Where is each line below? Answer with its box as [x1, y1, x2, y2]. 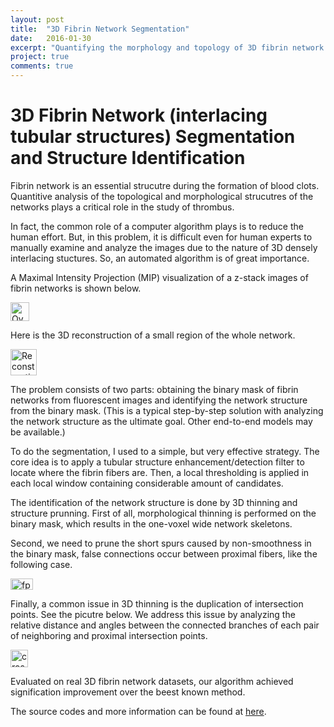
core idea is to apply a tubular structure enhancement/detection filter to [10, 456, 305, 468]
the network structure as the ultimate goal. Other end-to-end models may [10, 415, 313, 427]
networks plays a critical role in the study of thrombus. [10, 201, 235, 213]
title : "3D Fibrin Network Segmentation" [10, 24, 190, 34]
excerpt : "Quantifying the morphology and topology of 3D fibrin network [10, 42, 325, 53]
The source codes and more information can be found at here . [10, 705, 267, 717]
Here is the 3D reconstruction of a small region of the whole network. [10, 329, 296, 341]
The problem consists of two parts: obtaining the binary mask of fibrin [10, 383, 299, 395]
